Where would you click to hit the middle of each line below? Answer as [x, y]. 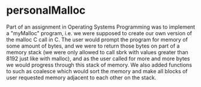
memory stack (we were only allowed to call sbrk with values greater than [97, 52]
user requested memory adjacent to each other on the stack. [81, 77]
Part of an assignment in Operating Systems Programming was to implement [101, 27]
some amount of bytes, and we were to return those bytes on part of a [93, 46]
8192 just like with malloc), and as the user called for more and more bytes [98, 58]
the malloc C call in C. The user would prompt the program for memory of [97, 39]
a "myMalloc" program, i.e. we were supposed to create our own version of [99, 33]
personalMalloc [46, 10]
